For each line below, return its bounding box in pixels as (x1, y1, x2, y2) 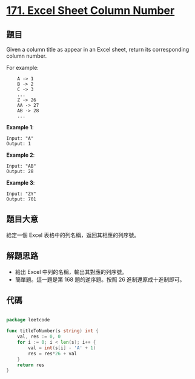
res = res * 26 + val (28, 350, 78, 357)
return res (17, 362, 45, 368)
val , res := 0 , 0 (17, 333, 61, 340)
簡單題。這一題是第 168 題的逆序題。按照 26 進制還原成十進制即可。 (15, 276, 185, 283)
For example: (6, 64, 39, 71)
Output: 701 (6, 196, 36, 202)
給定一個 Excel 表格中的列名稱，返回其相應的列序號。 (6, 231, 140, 239)
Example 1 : (6, 124, 34, 131)
